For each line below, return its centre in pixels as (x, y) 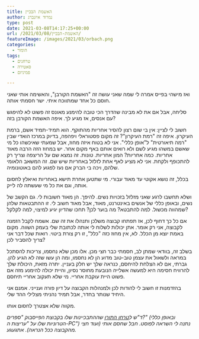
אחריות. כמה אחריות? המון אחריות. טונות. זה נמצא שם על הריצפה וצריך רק (90, 155)
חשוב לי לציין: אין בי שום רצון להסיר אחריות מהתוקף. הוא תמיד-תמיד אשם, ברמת (97, 130)
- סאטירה (22, 67)
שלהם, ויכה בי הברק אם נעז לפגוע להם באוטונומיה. (63, 168)
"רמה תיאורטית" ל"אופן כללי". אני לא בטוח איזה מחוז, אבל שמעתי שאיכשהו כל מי (97, 142)
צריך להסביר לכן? (26, 240)
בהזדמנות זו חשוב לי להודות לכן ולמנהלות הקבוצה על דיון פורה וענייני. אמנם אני (94, 288)
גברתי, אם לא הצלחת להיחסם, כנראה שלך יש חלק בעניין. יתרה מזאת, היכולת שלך (97, 264)
